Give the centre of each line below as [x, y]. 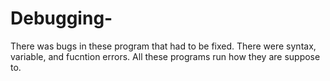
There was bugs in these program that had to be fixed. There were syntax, [163, 46]
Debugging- [61, 18]
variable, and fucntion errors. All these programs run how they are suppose [165, 56]
